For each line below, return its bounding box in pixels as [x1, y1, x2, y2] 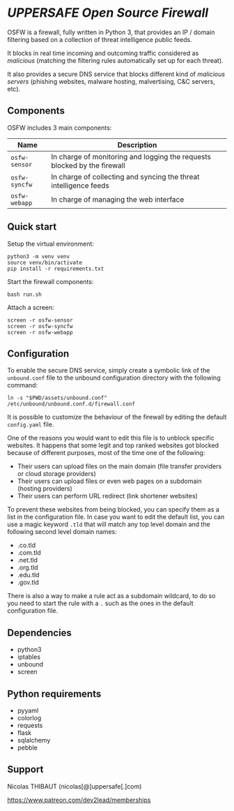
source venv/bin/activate [7, 259, 82, 266]
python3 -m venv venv [7, 253, 70, 260]
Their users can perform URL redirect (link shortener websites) [17, 492, 198, 500]
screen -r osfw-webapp [7, 329, 73, 336]
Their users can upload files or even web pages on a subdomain [17, 477, 202, 486]
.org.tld [17, 563, 38, 572]
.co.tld [17, 541, 36, 549]
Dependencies [7, 627, 72, 639]
